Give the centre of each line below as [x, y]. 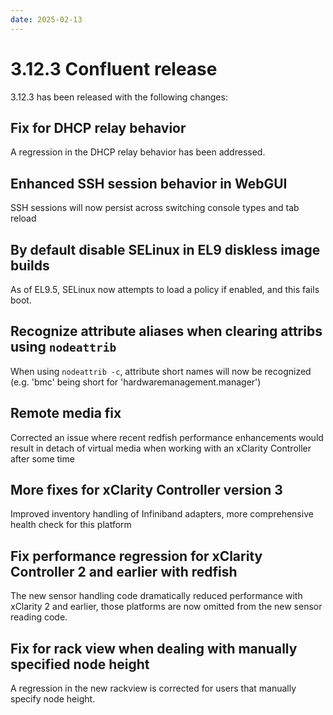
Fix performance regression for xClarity [136, 556]
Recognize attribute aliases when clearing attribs [166, 331]
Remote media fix [66, 413]
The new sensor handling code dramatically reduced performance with [156, 596]
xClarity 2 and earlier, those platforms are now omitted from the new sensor [166, 607]
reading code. [39, 617]
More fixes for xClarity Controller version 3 [146, 490]
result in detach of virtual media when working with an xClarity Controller [161, 448]
